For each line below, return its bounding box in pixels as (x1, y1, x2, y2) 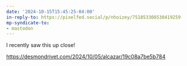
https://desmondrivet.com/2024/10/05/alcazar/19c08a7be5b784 (6, 53, 166, 60)
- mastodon (6, 25, 34, 32)
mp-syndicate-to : (6, 20, 50, 26)
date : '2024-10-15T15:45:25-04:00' (6, 8, 95, 15)
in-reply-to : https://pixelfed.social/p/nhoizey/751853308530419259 (6, 14, 181, 20)
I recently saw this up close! (6, 42, 76, 49)
